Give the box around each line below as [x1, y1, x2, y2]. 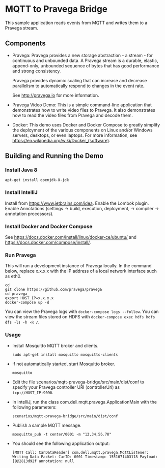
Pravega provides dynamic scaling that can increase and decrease [12, 77, 147, 83]
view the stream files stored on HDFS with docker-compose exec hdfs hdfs [5, 314, 155, 320]
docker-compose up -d [5, 300, 50, 305]
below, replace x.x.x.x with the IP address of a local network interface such [5, 268, 157, 274]
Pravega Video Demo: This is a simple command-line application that [12, 102, 152, 108]
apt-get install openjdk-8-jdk [5, 178, 69, 183]
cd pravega [5, 291, 27, 296]
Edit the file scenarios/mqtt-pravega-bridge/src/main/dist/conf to [12, 379, 144, 385]
